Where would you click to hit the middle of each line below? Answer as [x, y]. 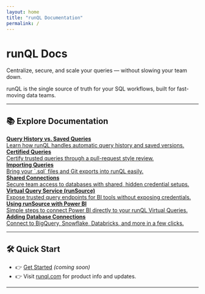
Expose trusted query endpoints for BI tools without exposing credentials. [99, 197]
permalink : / [23, 23]
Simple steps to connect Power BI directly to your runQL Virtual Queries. [97, 210]
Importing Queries [30, 165]
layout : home [23, 12]
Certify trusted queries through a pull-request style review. [80, 158]
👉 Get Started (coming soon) [52, 267]
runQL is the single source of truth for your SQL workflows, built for [91, 89]
